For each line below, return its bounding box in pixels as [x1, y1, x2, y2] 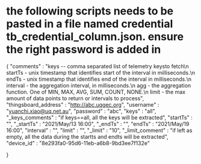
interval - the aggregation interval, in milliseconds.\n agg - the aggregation [6, 81, 191, 89]
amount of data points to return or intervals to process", [6, 95, 144, 102]
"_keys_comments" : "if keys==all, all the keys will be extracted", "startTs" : [6, 113, 193, 121]
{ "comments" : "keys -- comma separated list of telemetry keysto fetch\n [6, 62, 189, 70]
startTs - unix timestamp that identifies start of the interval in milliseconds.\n [6, 69, 196, 76]
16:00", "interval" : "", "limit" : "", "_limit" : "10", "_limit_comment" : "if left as [6, 127, 193, 134]
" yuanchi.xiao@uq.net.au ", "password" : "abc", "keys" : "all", [6, 107, 156, 115]
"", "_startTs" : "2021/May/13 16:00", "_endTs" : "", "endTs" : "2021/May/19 [6, 120, 190, 127]
